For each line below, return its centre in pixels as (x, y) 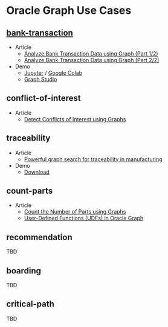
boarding (24, 271)
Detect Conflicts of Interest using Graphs (75, 119)
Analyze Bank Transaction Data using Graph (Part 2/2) (92, 60)
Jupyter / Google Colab (53, 73)
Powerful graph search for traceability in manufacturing (93, 159)
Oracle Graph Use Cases (69, 11)
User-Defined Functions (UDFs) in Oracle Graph (84, 218)
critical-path (30, 304)
